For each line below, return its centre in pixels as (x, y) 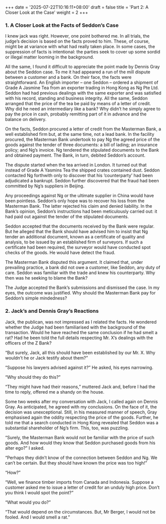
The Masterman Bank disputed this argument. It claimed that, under (74, 262)
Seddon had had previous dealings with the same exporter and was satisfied (83, 93)
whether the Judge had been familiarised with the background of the (75, 327)
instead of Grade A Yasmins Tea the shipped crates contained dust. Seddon (83, 170)
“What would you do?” (28, 502)
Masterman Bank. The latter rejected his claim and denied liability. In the (79, 206)
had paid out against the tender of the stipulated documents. (67, 217)
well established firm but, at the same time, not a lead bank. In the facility (80, 134)
